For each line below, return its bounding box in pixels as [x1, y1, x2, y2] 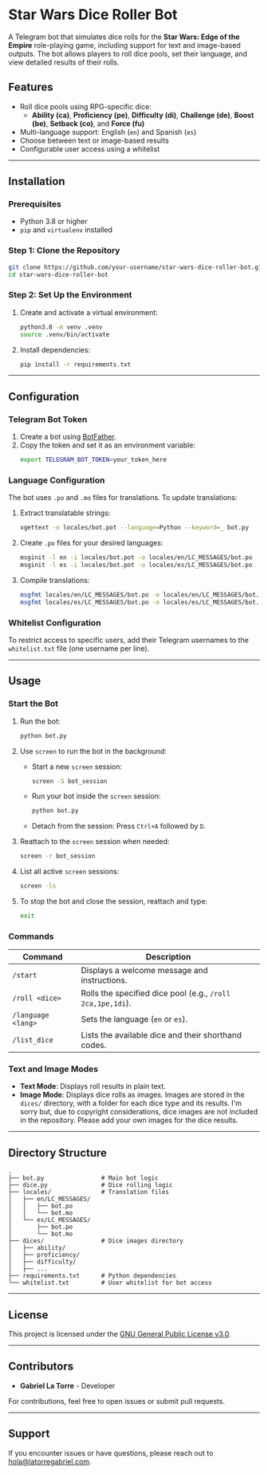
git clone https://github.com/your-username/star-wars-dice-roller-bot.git [8, 263, 266, 271]
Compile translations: [19, 575, 90, 585]
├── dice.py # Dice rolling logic [8, 1181, 173, 1189]
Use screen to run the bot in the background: [19, 746, 167, 755]
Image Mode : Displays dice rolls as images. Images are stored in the [19, 1090, 245, 1100]
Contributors [8, 1360, 74, 1373]
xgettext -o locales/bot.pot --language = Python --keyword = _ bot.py [19, 524, 250, 532]
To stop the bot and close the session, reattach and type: [19, 897, 208, 906]
